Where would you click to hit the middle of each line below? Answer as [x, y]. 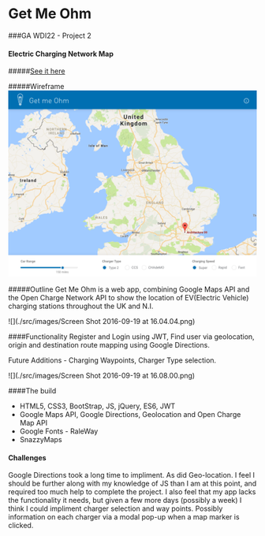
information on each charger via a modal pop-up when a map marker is [124, 517]
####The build [32, 391]
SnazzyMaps [41, 440]
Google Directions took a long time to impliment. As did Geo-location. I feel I [131, 475]
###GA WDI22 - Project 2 [50, 35]
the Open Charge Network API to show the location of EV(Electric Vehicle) [129, 298]
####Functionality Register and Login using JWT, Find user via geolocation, [131, 337]
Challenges [27, 457]
